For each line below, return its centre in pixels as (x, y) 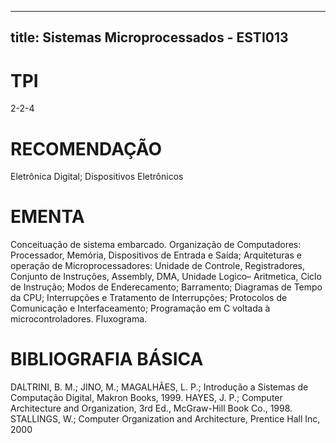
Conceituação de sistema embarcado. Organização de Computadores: (156, 245)
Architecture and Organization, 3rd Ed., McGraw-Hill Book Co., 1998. (151, 408)
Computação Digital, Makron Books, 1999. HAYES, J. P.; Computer (146, 398)
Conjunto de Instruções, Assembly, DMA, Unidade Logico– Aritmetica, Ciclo (166, 277)
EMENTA (47, 217)
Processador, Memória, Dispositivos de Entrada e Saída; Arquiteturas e (156, 255)
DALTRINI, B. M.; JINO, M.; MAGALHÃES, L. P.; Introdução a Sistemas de (159, 387)
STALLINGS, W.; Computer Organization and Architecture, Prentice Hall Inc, (165, 419)
